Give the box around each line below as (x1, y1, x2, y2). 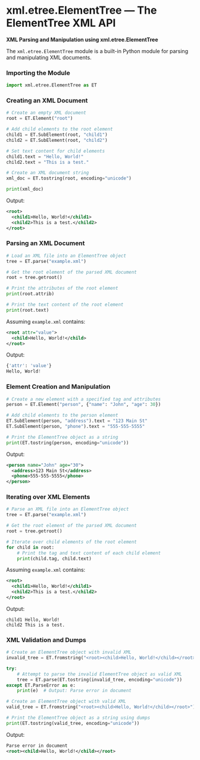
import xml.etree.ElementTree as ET (6, 82, 97, 88)
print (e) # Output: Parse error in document (17, 688, 132, 694)
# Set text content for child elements (6, 148, 105, 154)
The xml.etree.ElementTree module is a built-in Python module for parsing (6, 47, 189, 54)
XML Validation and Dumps (6, 635, 86, 644)
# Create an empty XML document (6, 110, 86, 116)
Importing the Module (6, 69, 70, 77)
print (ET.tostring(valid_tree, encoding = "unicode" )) (6, 720, 140, 726)
